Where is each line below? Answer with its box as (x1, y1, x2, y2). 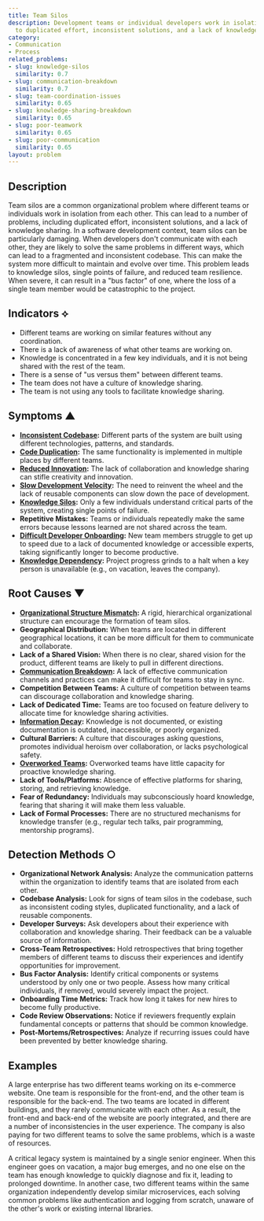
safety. (19, 749, 42, 760)
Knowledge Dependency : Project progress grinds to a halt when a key (19, 556, 249, 565)
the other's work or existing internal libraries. (8, 1204, 153, 1213)
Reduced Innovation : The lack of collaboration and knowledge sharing (19, 464, 250, 473)
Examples (8, 1059, 57, 1072)
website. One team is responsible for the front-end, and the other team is (8, 1088, 245, 1098)
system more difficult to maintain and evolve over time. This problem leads (8, 259, 250, 268)
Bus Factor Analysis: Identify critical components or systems (19, 969, 219, 979)
